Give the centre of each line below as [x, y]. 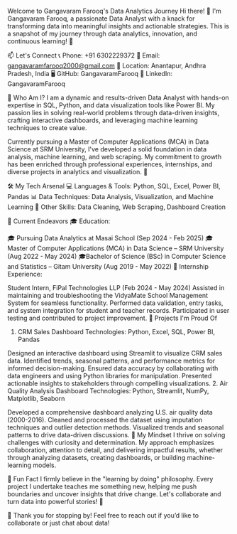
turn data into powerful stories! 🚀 [55, 502]
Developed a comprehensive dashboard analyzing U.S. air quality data [110, 412]
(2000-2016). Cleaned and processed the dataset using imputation [105, 420]
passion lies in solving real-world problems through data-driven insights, [114, 113]
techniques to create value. [47, 128]
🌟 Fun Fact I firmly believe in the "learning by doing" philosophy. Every [110, 479]
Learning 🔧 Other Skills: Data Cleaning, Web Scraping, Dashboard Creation [116, 207]
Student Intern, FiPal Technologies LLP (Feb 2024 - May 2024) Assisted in [116, 288]
